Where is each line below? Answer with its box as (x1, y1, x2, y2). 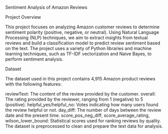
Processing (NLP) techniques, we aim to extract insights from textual (5, 35, 148, 40)
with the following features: (5, 81, 62, 87)
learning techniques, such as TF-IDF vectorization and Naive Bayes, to (5, 51, 152, 57)
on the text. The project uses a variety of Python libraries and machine (5, 46, 152, 51)
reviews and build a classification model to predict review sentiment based (5, 40, 160, 46)
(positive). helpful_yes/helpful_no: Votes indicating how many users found (5, 102, 159, 108)
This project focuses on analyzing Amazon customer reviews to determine (5, 24, 160, 30)
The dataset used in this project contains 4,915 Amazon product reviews (5, 76, 155, 81)
